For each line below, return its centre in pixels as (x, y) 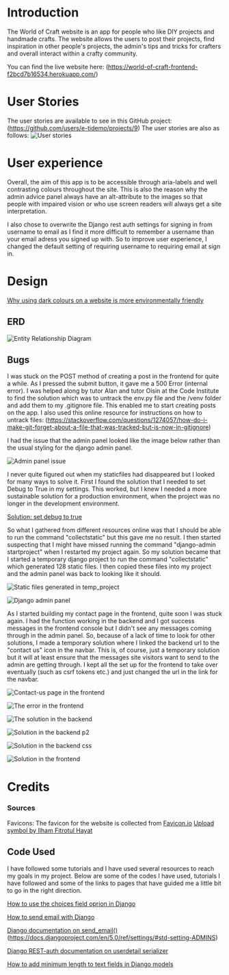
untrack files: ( (27, 420)
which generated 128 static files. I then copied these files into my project (109, 566)
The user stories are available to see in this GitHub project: (90, 121)
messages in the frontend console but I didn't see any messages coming (109, 628)
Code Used (31, 852)
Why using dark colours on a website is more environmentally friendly (105, 300)
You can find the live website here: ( (58, 67)
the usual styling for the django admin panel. (70, 448)
